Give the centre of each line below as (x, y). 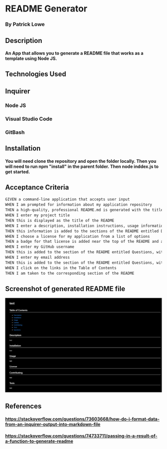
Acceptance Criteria (37, 188)
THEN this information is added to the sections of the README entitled (82, 231)
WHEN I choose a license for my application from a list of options (78, 236)
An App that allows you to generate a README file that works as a (74, 53)
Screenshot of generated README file (65, 288)
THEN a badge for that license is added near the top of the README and (82, 242)
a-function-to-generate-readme (39, 441)
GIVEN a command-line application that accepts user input (68, 200)
